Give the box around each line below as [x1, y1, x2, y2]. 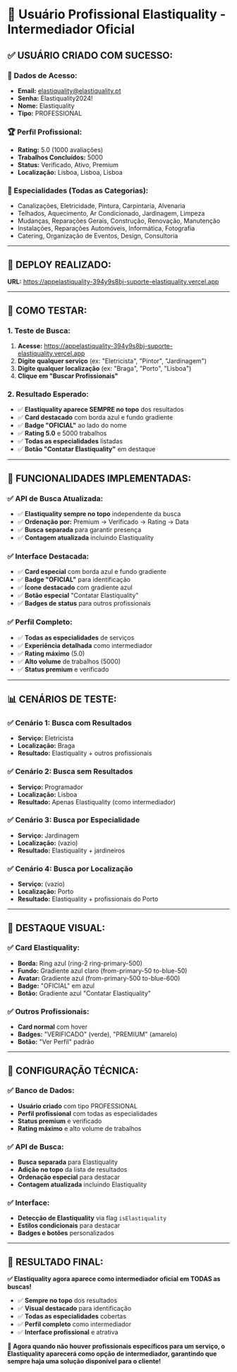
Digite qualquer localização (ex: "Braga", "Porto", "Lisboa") [17, 364, 192, 372]
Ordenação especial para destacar [17, 1173, 121, 1182]
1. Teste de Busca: [7, 326, 71, 336]
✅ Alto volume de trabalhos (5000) [17, 657, 121, 666]
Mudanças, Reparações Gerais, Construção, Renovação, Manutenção [17, 216, 221, 225]
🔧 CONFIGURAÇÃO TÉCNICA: [7, 1065, 139, 1077]
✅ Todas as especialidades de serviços [17, 633, 135, 642]
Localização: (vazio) [17, 838, 78, 847]
